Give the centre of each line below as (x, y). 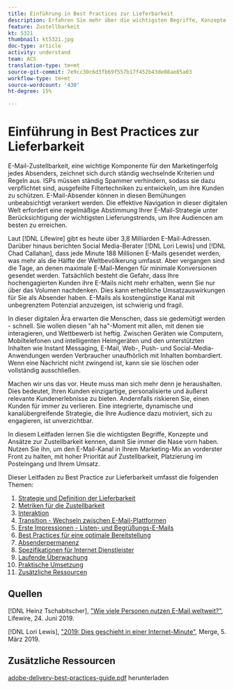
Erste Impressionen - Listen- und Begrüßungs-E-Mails (96, 528)
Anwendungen (29, 356)
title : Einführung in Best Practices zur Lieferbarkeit (91, 14)
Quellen (25, 594)
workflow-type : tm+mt (39, 78)
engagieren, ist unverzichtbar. (51, 421)
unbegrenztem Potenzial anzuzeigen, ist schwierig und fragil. (96, 305)
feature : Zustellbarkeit (44, 26)
